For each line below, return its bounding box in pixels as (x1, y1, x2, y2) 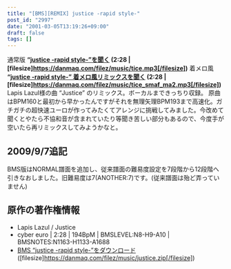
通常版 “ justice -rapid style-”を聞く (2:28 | (7, 56, 131, 64)
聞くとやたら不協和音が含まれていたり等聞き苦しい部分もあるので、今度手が (7, 114, 225, 123)
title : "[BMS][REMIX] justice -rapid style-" (7, 10, 140, 17)
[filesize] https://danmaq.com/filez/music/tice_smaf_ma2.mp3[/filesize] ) (7, 81, 222, 89)
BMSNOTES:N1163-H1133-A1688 (17, 237, 110, 246)
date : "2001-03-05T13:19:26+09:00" (7, 23, 110, 30)
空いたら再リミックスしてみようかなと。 (7, 123, 122, 132)
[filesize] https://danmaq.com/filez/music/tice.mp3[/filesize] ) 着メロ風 (7, 64, 214, 72)
